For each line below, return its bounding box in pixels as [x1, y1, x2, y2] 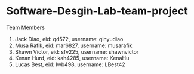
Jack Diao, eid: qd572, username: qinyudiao [14, 35, 124, 42]
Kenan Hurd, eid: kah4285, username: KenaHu [14, 54, 130, 61]
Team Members [6, 24, 45, 31]
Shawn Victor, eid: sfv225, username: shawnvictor [14, 48, 139, 55]
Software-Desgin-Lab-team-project [6, 4, 188, 18]
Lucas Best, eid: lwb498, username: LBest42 [14, 61, 125, 68]
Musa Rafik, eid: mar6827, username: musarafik [14, 42, 133, 49]
